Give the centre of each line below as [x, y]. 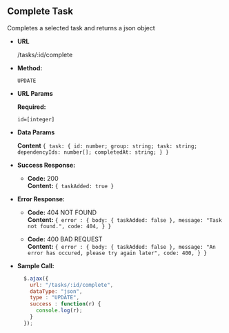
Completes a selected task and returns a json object [81, 28]
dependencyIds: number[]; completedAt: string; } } [93, 152]
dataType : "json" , [56, 291]
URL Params [35, 93]
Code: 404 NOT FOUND [62, 212]
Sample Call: [36, 265]
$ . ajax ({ [36, 279]
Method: [30, 68]
